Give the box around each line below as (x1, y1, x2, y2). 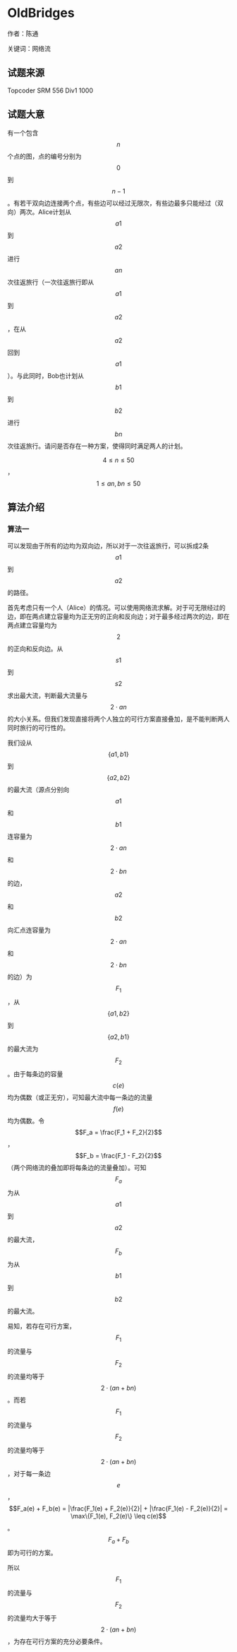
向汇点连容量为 (7, 926, 51, 934)
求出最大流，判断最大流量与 (7, 691, 88, 700)
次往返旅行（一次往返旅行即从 (7, 278, 94, 286)
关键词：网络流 (7, 44, 51, 52)
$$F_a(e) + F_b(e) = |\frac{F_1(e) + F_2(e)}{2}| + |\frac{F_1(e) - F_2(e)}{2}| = (8, 1504, 229, 1513)
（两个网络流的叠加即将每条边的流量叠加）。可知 (7, 1163, 147, 1172)
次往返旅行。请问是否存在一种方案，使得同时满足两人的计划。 (7, 442, 187, 450)
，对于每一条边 (7, 1469, 51, 1477)
